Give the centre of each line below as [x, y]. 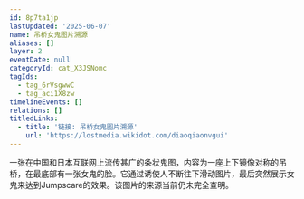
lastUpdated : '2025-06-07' [60, 26]
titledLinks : [34, 118]
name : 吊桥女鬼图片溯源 [49, 34]
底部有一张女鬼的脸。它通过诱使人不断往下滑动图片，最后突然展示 [163, 174]
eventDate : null [40, 60]
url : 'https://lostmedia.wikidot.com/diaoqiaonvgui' [127, 136]
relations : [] [36, 110]
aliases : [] [32, 43]
